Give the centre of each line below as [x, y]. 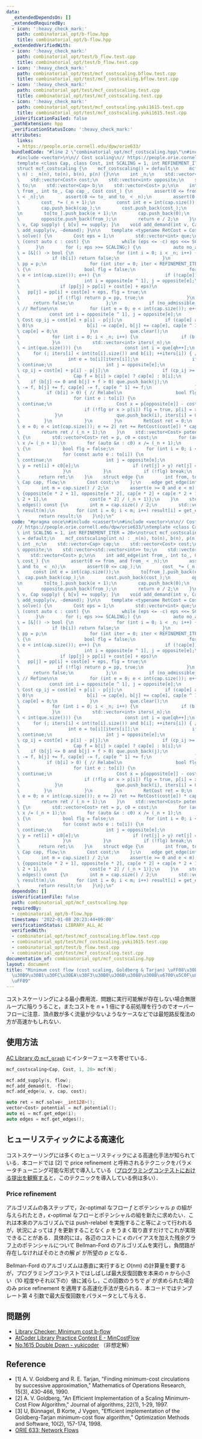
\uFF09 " [21, 981]
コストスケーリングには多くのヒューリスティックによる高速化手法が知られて [101, 1155]
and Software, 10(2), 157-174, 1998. [58, 1423]
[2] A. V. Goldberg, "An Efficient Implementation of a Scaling [89, 1398]
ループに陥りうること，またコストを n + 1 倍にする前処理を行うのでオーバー [100, 1006]
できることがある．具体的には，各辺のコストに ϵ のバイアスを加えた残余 [96, 1237]
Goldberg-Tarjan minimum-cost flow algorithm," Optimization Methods [102, 1417]
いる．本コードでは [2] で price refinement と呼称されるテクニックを [91, 1162]
